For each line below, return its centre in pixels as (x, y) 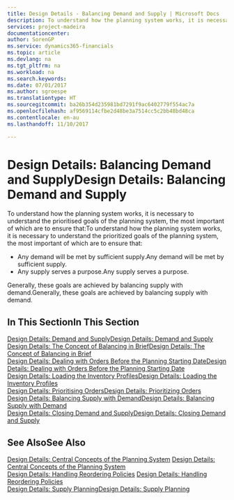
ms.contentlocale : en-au (43, 117)
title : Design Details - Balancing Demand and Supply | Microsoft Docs (113, 14)
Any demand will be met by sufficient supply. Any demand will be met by (120, 257)
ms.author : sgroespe (37, 91)
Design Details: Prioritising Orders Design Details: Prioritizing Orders (104, 391)
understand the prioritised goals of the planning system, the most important (116, 221)
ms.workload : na (31, 72)
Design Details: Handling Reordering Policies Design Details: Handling (107, 474)
